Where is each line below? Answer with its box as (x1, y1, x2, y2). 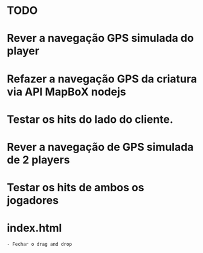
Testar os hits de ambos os (7, 181, 144, 194)
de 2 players (7, 153, 70, 166)
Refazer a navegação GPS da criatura (7, 72, 198, 85)
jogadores (7, 194, 59, 208)
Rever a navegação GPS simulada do (7, 31, 194, 45)
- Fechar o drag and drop (7, 241, 72, 248)
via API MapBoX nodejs (7, 85, 126, 99)
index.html (7, 222, 62, 235)
